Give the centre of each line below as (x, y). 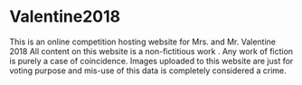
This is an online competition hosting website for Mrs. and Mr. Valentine (143, 42)
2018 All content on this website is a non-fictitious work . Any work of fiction (151, 51)
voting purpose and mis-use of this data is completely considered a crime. (148, 71)
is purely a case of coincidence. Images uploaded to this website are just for (151, 61)
